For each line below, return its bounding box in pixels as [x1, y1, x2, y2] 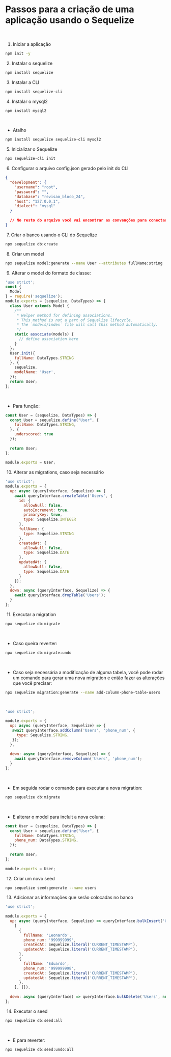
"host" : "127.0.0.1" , [14, 199, 60, 204]
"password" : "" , [14, 189, 49, 194]
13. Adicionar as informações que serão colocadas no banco [6, 895, 133, 901]
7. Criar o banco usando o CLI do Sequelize [6, 232, 98, 238]
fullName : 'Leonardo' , [23, 933, 72, 938]
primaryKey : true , [23, 512, 63, 517]
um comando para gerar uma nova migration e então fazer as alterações [12, 675, 165, 681]
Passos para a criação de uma [5, 4, 134, 15]
